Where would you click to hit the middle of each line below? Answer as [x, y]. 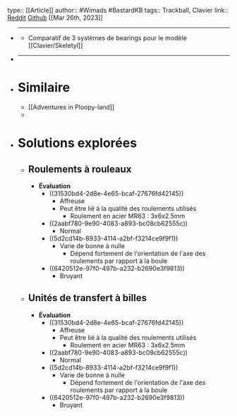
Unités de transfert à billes [87, 298]
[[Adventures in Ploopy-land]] [71, 107]
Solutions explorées [77, 143]
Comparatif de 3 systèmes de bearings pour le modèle [107, 38]
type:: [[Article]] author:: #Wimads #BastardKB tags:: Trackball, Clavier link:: [118, 10]
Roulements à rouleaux [80, 169]
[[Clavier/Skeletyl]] [55, 45]
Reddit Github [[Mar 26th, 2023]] [55, 18]
